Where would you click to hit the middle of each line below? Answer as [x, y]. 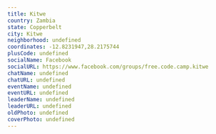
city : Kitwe [25, 34]
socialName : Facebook [40, 60]
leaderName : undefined [41, 100]
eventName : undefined [40, 86]
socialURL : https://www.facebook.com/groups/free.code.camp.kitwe [108, 67]
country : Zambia [31, 21]
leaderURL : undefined [40, 106]
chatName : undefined [38, 73]
